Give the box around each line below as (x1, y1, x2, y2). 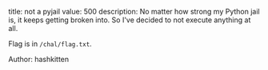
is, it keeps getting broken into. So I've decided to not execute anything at (8, 15, 251, 25)
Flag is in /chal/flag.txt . (8, 39, 92, 49)
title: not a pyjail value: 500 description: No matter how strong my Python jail (8, 7, 260, 16)
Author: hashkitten (8, 55, 70, 64)
